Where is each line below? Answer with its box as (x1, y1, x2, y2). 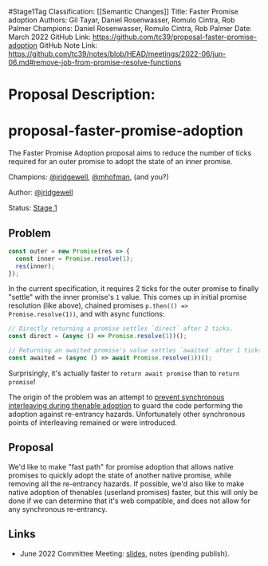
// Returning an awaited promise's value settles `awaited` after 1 (8, 347, 241, 355)
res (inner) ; (15, 262, 56, 270)
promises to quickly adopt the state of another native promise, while (8, 470, 232, 480)
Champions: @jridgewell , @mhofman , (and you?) (8, 172, 169, 182)
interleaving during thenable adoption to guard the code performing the (8, 400, 243, 410)
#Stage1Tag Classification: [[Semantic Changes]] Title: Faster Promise (8, 7, 239, 16)
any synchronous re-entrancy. (8, 504, 108, 513)
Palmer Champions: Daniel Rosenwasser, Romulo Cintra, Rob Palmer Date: (8, 24, 253, 33)
